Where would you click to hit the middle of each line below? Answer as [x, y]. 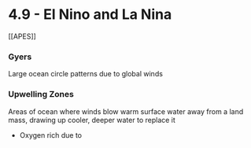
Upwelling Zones [41, 94]
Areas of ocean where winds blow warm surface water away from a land [126, 111]
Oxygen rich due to [51, 135]
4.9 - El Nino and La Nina [90, 15]
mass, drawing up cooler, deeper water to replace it [92, 120]
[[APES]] [22, 36]
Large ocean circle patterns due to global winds [86, 74]
